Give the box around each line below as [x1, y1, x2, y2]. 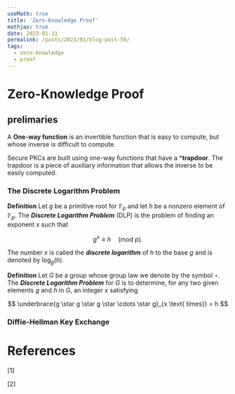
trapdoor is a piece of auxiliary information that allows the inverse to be [7, 161, 213, 169]
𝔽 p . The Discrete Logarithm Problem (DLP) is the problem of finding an [7, 211, 214, 221]
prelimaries [7, 114, 58, 126]
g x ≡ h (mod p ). [93, 233, 143, 243]
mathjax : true [7, 23, 49, 30]
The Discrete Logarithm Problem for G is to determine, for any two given [7, 278, 219, 287]
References [7, 343, 76, 359]
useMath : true [7, 10, 49, 18]
